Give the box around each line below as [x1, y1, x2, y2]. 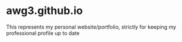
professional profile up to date [6, 29, 80, 36]
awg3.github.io [6, 4, 83, 17]
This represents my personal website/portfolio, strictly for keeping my [6, 23, 177, 30]
